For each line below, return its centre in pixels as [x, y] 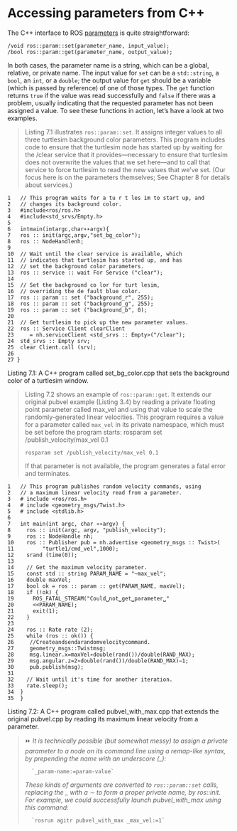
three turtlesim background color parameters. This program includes [125, 139]
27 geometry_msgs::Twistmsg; [57, 648]
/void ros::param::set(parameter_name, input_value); [89, 46]
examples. [22, 118]
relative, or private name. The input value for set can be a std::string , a [113, 73]
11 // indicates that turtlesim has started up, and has [95, 260]
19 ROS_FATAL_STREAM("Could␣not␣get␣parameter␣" [89, 598]
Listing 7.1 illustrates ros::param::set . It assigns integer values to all [123, 132]
